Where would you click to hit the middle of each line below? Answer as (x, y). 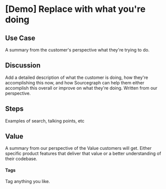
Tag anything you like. (28, 181)
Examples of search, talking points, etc (45, 121)
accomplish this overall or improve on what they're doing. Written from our (81, 88)
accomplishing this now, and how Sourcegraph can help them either (75, 82)
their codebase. (21, 159)
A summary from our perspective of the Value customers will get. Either (78, 148)
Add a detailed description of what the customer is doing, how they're (77, 77)
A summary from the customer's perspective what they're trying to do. (78, 50)
